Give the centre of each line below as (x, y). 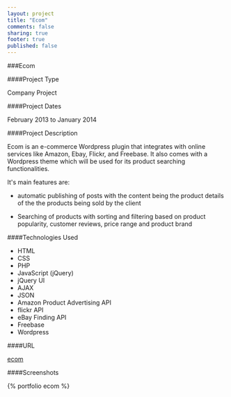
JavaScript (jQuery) (46, 273)
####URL (21, 346)
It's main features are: (39, 182)
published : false (32, 46)
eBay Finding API (42, 317)
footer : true (26, 40)
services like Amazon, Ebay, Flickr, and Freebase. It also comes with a (107, 154)
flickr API (30, 310)
